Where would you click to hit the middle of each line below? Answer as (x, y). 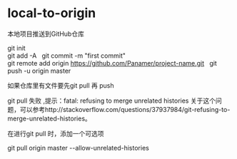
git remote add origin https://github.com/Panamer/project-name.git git (112, 63)
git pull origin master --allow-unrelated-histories (79, 148)
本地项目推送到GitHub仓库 (46, 34)
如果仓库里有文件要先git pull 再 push (61, 85)
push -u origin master (39, 71)
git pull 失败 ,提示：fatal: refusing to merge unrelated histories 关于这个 (112, 101)
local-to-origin (52, 13)
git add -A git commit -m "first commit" (67, 56)
